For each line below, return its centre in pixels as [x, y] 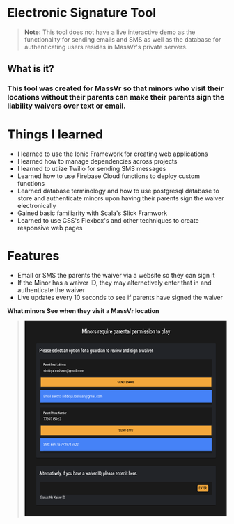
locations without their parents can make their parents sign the [116, 97]
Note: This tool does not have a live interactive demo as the [110, 32]
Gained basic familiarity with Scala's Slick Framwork [92, 213]
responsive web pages [50, 228]
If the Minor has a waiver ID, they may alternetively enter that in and [114, 283]
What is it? [31, 69]
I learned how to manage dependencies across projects [97, 161]
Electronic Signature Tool [82, 13]
